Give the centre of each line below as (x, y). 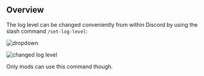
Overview (25, 10)
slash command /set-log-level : (47, 31)
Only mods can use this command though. (60, 66)
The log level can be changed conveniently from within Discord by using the (102, 24)
